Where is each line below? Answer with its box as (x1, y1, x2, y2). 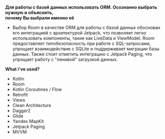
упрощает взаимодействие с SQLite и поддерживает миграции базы (12, 46, 159, 51)
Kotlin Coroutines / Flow (12, 86, 62, 92)
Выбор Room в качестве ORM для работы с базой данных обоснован (12, 24, 160, 30)
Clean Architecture (12, 102, 51, 108)
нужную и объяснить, (5, 9, 53, 15)
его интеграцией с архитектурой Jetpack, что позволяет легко (12, 30, 146, 35)
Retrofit (12, 92, 28, 97)
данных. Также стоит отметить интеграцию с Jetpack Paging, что (12, 51, 152, 57)
